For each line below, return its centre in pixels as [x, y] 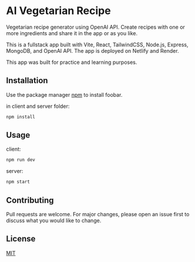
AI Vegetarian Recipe [58, 11]
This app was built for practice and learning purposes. [72, 62]
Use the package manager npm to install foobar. [64, 94]
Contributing [30, 200]
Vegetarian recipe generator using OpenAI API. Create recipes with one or [95, 27]
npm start [18, 182]
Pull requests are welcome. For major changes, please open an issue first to [98, 214]
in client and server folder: [38, 106]
